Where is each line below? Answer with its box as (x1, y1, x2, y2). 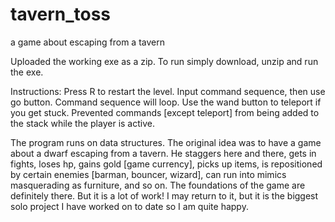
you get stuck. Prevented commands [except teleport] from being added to (10, 106, 320, 118)
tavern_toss (10, 3, 112, 26)
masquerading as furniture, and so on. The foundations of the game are (10, 179, 306, 191)
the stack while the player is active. (10, 117, 155, 129)
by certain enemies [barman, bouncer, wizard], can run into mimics (10, 168, 287, 180)
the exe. (10, 66, 44, 78)
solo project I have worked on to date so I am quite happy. (10, 200, 249, 212)
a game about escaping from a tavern (10, 36, 165, 48)
